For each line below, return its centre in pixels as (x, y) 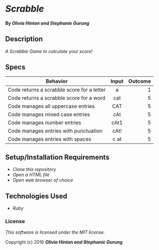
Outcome (140, 81)
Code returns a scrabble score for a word (57, 98)
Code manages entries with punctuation (55, 131)
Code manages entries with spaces (50, 139)
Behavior (57, 81)
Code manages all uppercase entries (51, 106)
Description (24, 39)
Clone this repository (34, 170)
